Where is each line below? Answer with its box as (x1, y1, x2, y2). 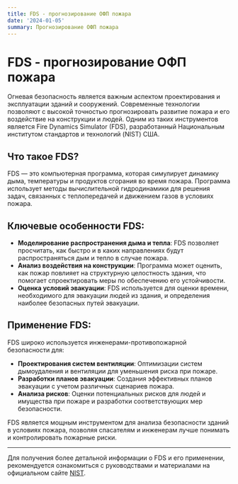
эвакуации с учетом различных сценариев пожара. (17, 381, 175, 390)
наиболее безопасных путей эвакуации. (17, 299, 140, 307)
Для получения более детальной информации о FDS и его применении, (7, 454, 225, 462)
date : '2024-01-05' (7, 17, 65, 24)
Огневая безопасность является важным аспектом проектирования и (7, 93, 221, 101)
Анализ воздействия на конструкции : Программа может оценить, (17, 261, 222, 270)
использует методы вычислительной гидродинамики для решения (7, 185, 210, 193)
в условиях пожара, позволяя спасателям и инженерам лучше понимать (7, 425, 230, 434)
